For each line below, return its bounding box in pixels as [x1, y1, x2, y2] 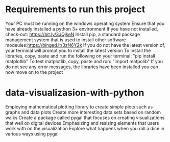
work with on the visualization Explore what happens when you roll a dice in [5, 125, 165, 131]
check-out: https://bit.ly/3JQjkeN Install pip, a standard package [5, 31, 140, 37]
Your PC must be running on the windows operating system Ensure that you [5, 20, 165, 26]
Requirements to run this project [5, 4, 145, 15]
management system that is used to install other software [5, 37, 126, 43]
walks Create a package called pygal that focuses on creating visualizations [5, 115, 165, 121]
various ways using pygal [5, 131, 59, 137]
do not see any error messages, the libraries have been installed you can [5, 64, 158, 70]
